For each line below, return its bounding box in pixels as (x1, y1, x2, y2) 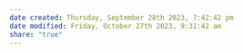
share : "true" (9, 30, 64, 39)
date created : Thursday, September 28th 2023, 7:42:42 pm (9, 13, 234, 22)
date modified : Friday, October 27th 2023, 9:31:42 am (9, 22, 222, 31)
